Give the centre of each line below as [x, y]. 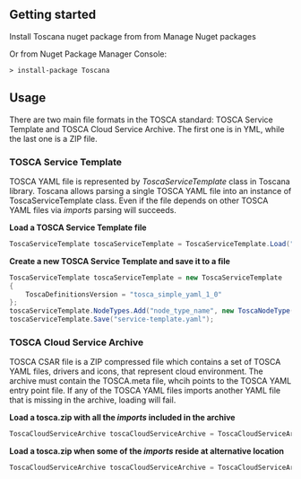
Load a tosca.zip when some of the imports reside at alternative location [147, 451]
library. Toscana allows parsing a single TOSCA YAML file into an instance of [150, 191]
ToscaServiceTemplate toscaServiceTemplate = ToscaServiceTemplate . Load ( [150, 244]
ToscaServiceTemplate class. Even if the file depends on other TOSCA [139, 200]
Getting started [53, 15]
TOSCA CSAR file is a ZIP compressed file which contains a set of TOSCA [145, 362]
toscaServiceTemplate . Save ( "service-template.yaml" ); [112, 319]
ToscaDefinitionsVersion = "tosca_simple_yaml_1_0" [124, 294]
